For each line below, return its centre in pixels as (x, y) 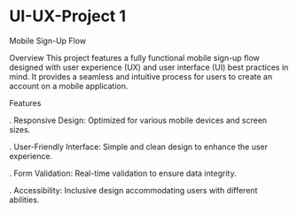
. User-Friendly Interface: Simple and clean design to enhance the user (139, 147)
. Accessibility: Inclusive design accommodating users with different (133, 190)
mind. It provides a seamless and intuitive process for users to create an (141, 76)
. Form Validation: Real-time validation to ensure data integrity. (123, 173)
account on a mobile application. (69, 86)
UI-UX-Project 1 (68, 16)
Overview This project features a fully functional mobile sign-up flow (134, 57)
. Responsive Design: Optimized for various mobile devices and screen (138, 120)
